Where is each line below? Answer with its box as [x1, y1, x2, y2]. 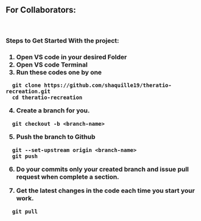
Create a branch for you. [16, 106, 90, 115]
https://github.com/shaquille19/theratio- [44, 82, 172, 89]
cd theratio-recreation [12, 94, 83, 101]
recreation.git [5, 88, 51, 95]
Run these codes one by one [16, 68, 102, 76]
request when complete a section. [16, 172, 119, 181]
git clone [12, 82, 41, 89]
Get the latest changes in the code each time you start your [16, 186, 196, 195]
